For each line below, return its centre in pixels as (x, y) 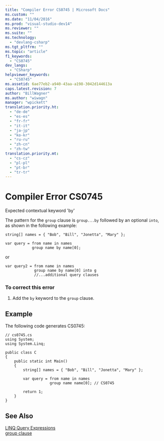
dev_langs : (16, 65)
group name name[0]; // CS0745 (82, 383)
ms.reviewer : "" (22, 28)
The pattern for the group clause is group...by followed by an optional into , (82, 220)
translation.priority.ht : (32, 107)
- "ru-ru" (20, 140)
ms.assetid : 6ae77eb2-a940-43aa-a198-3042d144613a (59, 84)
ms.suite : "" (19, 33)
